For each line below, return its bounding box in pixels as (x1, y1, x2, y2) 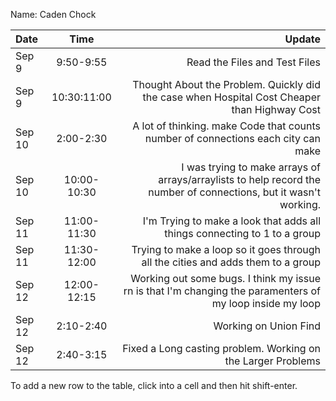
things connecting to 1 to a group (164, 227, 321, 240)
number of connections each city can (144, 132, 321, 145)
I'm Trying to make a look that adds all (142, 214, 321, 228)
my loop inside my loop (211, 297, 321, 310)
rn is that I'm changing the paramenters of (123, 284, 321, 298)
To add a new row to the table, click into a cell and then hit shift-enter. (10, 380, 298, 391)
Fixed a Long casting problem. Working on (122, 342, 321, 355)
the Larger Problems (224, 354, 321, 368)
